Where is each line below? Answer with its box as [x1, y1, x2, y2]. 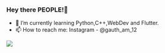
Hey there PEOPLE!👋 [6, 5, 69, 14]
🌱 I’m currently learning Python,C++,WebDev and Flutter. [15, 19, 159, 27]
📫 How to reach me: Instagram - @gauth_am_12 [15, 26, 137, 34]
